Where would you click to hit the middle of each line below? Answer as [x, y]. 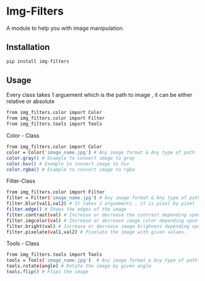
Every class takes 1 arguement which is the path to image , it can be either [99, 95]
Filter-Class [21, 181]
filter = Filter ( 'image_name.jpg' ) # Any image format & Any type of [97, 198]
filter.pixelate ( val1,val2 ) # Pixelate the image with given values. [97, 232]
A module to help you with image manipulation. [65, 28]
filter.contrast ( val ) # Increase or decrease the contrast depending [97, 215]
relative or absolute [31, 101]
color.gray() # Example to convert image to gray [71, 158]
